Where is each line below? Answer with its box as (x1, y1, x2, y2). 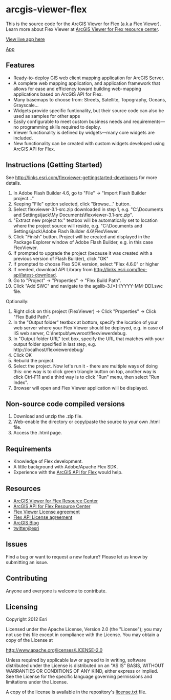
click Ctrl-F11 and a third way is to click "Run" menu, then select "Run (13, 374, 160, 380)
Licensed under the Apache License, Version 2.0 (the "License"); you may (6, 626, 162, 633)
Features (6, 61, 35, 70)
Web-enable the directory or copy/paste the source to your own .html (13, 418, 160, 425)
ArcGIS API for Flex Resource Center (13, 503, 91, 509)
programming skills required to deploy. (20, 124, 101, 130)
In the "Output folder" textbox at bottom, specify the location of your (13, 319, 158, 325)
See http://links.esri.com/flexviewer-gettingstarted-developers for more (6, 174, 158, 181)
